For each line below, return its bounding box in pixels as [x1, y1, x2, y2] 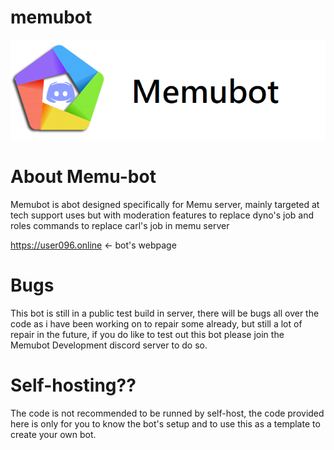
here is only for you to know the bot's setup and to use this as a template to [10, 417, 321, 430]
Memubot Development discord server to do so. [10, 339, 208, 351]
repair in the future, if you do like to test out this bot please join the [10, 328, 285, 340]
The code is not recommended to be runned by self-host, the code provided [10, 407, 325, 419]
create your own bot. [10, 428, 97, 440]
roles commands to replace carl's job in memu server [10, 219, 230, 231]
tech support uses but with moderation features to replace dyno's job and [10, 209, 315, 221]
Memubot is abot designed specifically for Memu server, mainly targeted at [10, 198, 320, 210]
